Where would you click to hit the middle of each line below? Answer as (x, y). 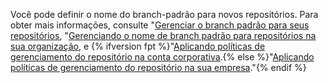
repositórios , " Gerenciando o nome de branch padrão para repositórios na (163, 35)
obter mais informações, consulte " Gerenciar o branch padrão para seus (160, 25)
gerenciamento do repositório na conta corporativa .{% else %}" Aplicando (162, 57)
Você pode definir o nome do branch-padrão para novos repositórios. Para (164, 14)
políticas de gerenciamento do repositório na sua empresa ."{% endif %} (158, 67)
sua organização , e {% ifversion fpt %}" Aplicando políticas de (138, 46)
